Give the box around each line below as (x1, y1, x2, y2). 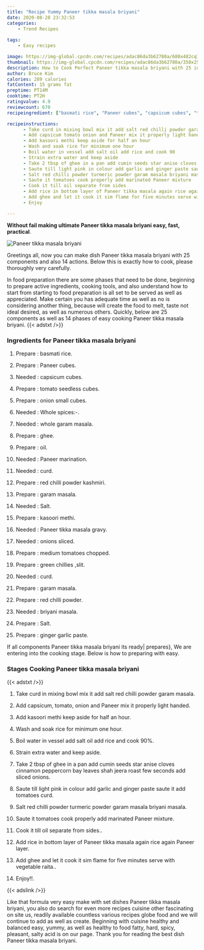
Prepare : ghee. (15, 432, 54, 439)
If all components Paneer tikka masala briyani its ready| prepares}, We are (7, 643, 192, 650)
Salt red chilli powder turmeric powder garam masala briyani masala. (15, 803, 187, 811)
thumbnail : (7, 59, 35, 65)
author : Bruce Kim (7, 70, 53, 76)
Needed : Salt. (15, 502, 51, 509)
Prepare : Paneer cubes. (15, 361, 76, 369)
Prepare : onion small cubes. (15, 397, 87, 404)
